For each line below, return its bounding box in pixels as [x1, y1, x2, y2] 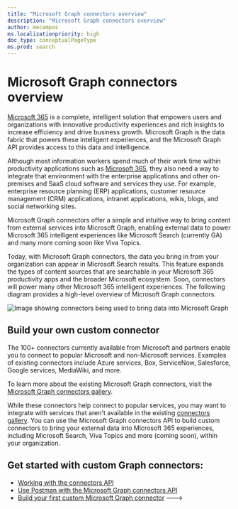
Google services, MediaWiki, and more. [7, 365, 122, 374]
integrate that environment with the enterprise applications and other [7, 171, 209, 180]
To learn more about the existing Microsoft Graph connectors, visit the [7, 380, 212, 388]
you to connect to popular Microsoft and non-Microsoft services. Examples [7, 350, 227, 359]
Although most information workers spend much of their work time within [7, 156, 221, 165]
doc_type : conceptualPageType [7, 37, 97, 44]
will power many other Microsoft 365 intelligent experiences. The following [7, 282, 225, 291]
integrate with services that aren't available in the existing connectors [7, 408, 210, 417]
